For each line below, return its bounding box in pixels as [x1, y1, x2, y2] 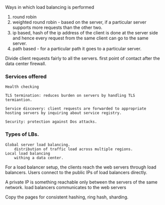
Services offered [5, 73, 47, 80]
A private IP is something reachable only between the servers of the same [5, 179, 157, 185]
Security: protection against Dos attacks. [5, 119, 97, 124]
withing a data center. [14, 155, 64, 160]
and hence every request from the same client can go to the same [12, 35, 148, 41]
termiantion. [5, 97, 32, 103]
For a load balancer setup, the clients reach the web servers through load [5, 164, 156, 170]
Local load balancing [5, 151, 50, 156]
